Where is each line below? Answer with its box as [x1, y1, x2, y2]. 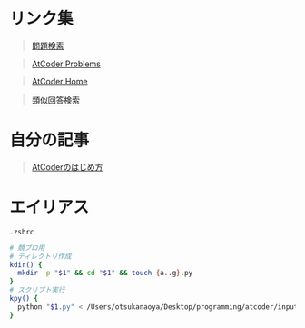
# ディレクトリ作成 [9, 252, 72, 261]
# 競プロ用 [9, 243, 45, 253]
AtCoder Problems [31, 58, 102, 69]
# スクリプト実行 [9, 285, 65, 295]
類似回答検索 [31, 94, 80, 105]
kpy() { [9, 294, 39, 303]
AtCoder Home [31, 75, 88, 86]
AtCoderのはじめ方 [31, 161, 103, 173]
